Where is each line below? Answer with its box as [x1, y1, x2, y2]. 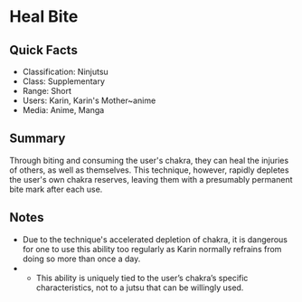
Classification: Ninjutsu [22, 66, 109, 77]
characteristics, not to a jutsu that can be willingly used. [35, 282, 244, 293]
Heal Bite [9, 6, 79, 27]
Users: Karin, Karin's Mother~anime [22, 95, 156, 106]
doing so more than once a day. [22, 253, 141, 264]
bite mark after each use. [9, 184, 103, 194]
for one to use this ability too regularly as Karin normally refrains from [22, 243, 282, 254]
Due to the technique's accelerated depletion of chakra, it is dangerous [22, 233, 288, 245]
